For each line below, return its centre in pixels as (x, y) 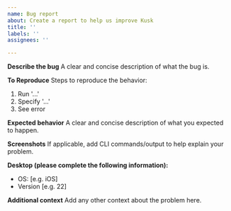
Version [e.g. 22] (42, 187)
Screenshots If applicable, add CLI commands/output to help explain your (115, 144)
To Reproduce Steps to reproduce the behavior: (77, 80)
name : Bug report (33, 14)
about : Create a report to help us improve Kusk (80, 21)
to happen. (23, 130)
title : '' (22, 27)
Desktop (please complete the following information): (88, 165)
